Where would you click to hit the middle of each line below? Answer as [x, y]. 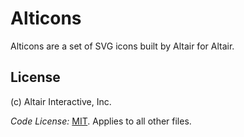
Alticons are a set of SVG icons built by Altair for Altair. [122, 46]
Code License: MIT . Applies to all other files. [101, 121]
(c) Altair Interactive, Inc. [61, 101]
